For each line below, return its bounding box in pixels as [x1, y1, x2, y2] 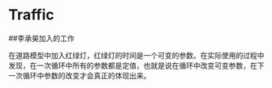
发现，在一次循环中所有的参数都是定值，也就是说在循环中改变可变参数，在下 [8, 61, 265, 70]
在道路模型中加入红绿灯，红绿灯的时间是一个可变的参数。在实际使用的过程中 [8, 50, 265, 60]
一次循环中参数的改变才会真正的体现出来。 [8, 70, 151, 80]
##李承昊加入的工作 [8, 33, 75, 43]
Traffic [8, 6, 54, 24]
